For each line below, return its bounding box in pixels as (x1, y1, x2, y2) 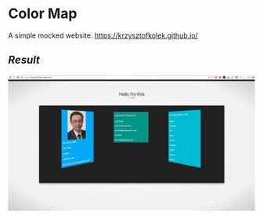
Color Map (8, 5, 77, 23)
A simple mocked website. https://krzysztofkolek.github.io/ (8, 31, 198, 40)
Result (8, 53, 41, 67)
